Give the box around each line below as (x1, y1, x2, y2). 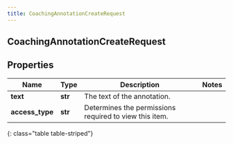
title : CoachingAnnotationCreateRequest (7, 10, 126, 17)
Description (120, 80, 159, 89)
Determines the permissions (84, 102, 176, 112)
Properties (7, 60, 54, 71)
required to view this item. (84, 111, 169, 121)
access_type (10, 107, 54, 116)
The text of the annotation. (84, 91, 171, 101)
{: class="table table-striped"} (7, 129, 94, 137)
